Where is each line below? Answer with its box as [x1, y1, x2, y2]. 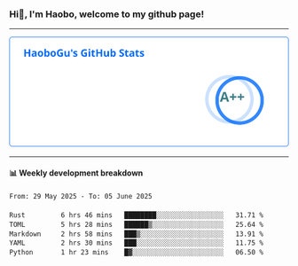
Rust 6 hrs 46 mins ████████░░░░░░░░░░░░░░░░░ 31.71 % [9, 210, 264, 220]
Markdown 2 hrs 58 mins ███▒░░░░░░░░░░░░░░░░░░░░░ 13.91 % [9, 230, 264, 239]
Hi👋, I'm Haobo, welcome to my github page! [9, 8, 205, 20]
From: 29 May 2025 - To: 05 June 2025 [9, 192, 153, 201]
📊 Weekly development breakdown [9, 168, 144, 178]
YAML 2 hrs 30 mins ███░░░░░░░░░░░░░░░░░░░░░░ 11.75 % [9, 239, 264, 247]
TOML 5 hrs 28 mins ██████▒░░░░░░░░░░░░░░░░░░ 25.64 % [9, 220, 264, 229]
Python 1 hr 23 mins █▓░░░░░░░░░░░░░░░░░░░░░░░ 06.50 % [9, 248, 264, 257]
